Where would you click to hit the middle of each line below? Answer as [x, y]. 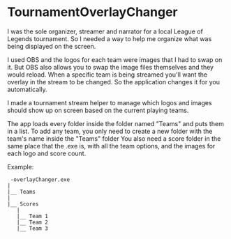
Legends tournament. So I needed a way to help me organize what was [110, 38]
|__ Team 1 [32, 216]
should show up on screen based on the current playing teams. [98, 110]
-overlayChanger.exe [40, 179]
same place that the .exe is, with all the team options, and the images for [111, 146]
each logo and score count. [47, 153]
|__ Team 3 [32, 228]
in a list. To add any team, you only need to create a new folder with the [110, 131]
